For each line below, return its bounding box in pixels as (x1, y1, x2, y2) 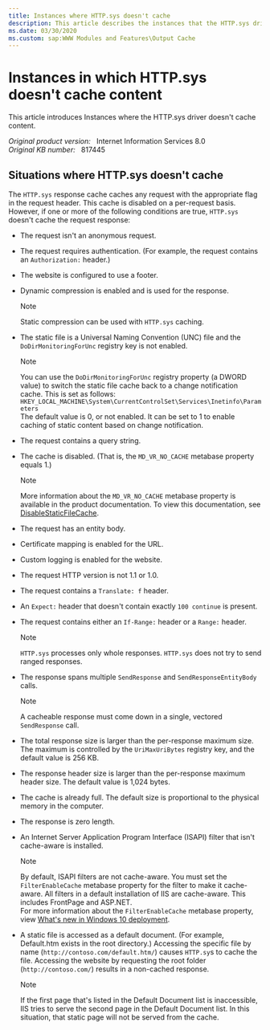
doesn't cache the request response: (8, 215, 131, 225)
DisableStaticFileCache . (19, 508, 99, 518)
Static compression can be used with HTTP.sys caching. (19, 317, 205, 326)
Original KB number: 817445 (8, 145, 106, 155)
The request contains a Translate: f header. (19, 586, 169, 595)
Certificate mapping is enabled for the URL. (19, 539, 164, 548)
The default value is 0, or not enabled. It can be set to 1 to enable (19, 412, 235, 421)
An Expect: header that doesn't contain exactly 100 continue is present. (19, 601, 258, 611)
